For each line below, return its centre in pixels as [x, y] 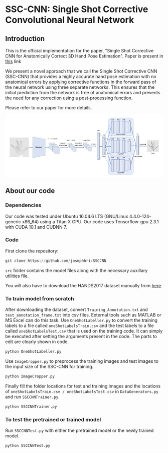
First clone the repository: [32, 251]
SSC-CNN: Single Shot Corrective [77, 9]
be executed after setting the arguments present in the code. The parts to [81, 337]
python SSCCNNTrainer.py [31, 407]
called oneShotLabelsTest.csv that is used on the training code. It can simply [84, 331]
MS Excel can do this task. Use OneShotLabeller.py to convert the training [81, 320]
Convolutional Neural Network [70, 20]
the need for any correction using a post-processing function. [69, 98]
